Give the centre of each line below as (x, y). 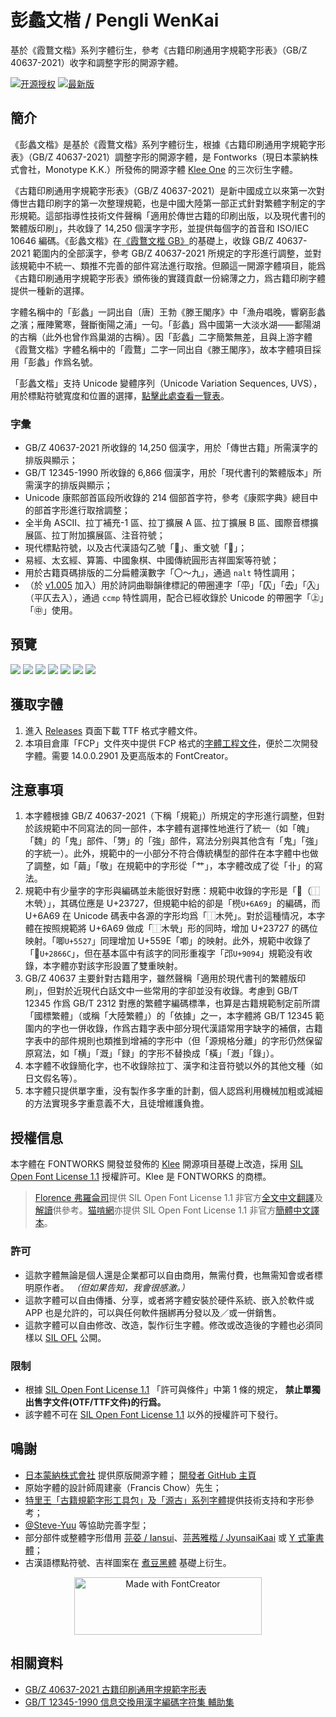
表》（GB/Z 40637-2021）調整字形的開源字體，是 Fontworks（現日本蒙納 (160, 157)
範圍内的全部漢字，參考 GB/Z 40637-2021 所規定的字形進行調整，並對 (177, 253)
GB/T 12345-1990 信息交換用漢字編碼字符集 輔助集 (129, 1702)
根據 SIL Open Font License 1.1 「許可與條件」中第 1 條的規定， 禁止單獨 (172, 1389)
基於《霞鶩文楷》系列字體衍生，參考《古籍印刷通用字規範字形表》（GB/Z (159, 50)
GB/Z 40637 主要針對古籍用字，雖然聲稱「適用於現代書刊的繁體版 (161, 978)
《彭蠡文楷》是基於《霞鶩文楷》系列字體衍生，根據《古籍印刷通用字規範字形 (168, 144)
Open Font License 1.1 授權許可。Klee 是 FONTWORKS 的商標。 (141, 1177)
